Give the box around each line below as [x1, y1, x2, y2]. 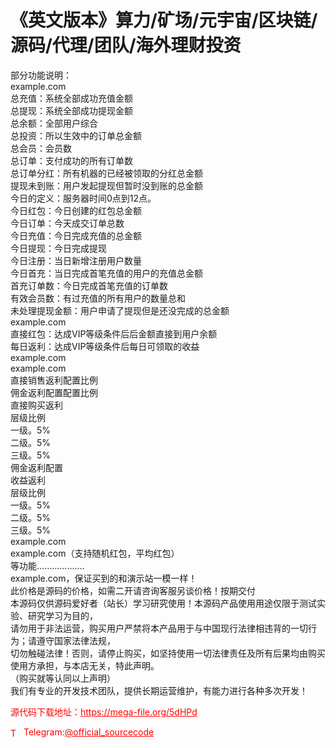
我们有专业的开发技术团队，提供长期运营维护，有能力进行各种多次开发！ [10, 684, 308, 696]
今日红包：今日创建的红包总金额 [10, 204, 142, 216]
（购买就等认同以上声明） [10, 672, 116, 684]
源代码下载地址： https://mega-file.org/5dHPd [10, 706, 198, 718]
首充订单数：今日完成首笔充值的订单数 [10, 279, 168, 291]
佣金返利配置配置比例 [10, 386, 98, 398]
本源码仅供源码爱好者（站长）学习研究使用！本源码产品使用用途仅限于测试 [10, 597, 317, 609]
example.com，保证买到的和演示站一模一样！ [10, 572, 198, 584]
